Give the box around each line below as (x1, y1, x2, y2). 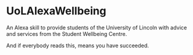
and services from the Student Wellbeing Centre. (6, 30, 127, 37)
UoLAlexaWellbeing (6, 4, 106, 18)
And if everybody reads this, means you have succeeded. (6, 42, 149, 49)
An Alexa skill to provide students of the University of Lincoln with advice (6, 24, 188, 31)
